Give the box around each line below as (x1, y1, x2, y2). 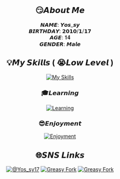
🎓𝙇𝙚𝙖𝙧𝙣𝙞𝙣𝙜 (41, 89, 79, 97)
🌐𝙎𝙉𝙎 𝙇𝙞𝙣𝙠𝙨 (35, 150, 85, 160)
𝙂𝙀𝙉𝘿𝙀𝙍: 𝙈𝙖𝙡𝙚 (39, 40, 81, 48)
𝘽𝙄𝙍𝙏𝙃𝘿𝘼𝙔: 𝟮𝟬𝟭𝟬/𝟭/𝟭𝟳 (28, 27, 92, 34)
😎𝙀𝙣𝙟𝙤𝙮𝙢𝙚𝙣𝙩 (38, 119, 82, 127)
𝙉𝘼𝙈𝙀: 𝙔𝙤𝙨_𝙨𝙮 (40, 21, 80, 28)
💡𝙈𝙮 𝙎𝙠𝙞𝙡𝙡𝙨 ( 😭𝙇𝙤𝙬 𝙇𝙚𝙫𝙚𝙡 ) (7, 58, 113, 68)
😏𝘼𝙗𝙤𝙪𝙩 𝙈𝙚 (35, 5, 85, 15)
